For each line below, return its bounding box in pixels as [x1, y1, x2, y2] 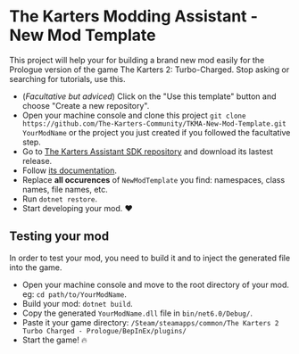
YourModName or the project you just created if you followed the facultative [21, 127, 291, 137]
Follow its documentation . [21, 165, 118, 176]
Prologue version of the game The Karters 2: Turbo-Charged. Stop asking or [9, 64, 290, 75]
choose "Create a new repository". [21, 100, 150, 111]
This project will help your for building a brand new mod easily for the [9, 54, 265, 65]
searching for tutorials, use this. [9, 73, 126, 84]
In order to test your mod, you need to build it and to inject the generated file [9, 252, 291, 263]
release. [21, 155, 53, 166]
